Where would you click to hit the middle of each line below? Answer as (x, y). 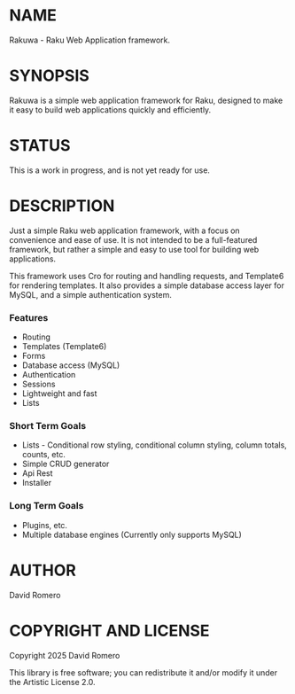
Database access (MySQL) (71, 365)
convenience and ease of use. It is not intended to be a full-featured (133, 239)
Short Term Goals (48, 425)
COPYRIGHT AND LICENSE (109, 631)
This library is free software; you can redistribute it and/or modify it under (144, 672)
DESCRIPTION (62, 206)
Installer (36, 483)
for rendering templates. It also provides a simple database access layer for (147, 285)
